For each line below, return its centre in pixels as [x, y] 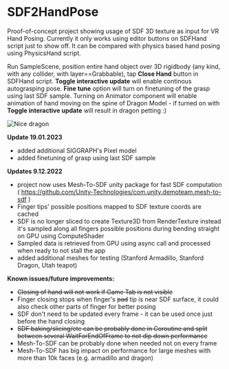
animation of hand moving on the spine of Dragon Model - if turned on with [113, 103]
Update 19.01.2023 [35, 137]
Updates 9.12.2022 [35, 171]
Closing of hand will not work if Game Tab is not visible [95, 292]
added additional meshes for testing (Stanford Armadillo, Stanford [110, 258]
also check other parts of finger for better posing [86, 306]
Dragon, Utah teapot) [47, 265]
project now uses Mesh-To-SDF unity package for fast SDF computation [119, 184]
